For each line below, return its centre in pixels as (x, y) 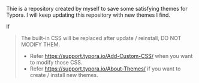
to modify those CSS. (56, 62)
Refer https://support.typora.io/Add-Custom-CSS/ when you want (111, 56)
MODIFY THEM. (40, 44)
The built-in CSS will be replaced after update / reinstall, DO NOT (101, 38)
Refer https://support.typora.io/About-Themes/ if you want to (105, 69)
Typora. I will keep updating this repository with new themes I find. (88, 15)
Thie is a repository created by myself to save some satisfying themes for (97, 9)
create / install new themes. (64, 75)
